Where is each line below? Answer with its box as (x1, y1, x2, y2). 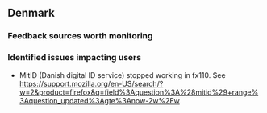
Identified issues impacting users (7, 52, 142, 63)
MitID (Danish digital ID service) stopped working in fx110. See (19, 70, 227, 79)
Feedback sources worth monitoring (7, 30, 153, 42)
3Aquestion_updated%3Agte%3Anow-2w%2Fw (19, 95, 181, 105)
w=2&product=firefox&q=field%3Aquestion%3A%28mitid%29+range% (19, 87, 259, 97)
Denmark (7, 6, 56, 20)
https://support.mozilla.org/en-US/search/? (19, 79, 164, 88)
